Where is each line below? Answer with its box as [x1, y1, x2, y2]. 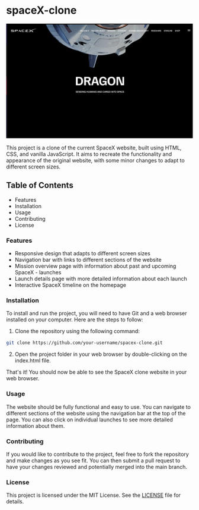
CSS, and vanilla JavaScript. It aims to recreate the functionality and [6, 151, 172, 158]
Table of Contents [6, 180, 74, 190]
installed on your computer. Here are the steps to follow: [6, 316, 143, 323]
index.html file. [14, 357, 52, 364]
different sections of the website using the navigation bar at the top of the [6, 409, 186, 417]
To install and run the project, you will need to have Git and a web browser [6, 310, 188, 317]
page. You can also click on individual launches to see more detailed [6, 416, 173, 423]
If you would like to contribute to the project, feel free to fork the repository [6, 450, 190, 458]
